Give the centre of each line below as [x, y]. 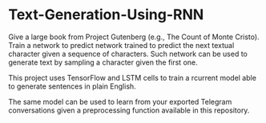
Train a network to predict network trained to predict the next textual [121, 45]
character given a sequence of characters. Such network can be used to [128, 54]
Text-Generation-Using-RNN [106, 15]
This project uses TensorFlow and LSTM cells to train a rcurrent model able [132, 77]
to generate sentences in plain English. [72, 86]
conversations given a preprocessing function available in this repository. [129, 110]
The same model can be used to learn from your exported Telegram [120, 101]
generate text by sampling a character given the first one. [103, 62]
